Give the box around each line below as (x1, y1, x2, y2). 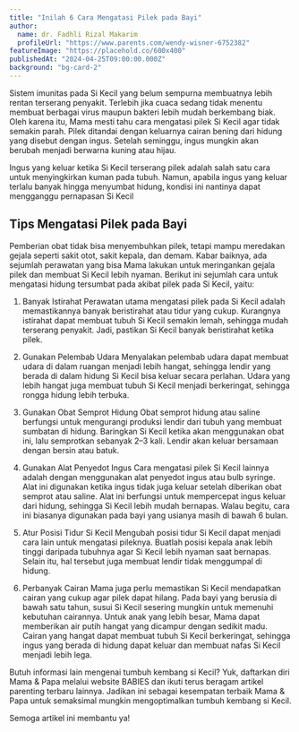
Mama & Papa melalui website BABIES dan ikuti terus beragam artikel (9, 676, 264, 686)
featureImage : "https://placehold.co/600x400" (9, 47, 186, 56)
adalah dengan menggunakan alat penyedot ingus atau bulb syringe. (21, 471, 276, 482)
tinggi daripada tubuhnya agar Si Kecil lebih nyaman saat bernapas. (21, 546, 271, 556)
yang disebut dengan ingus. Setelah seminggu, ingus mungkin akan (9, 135, 260, 146)
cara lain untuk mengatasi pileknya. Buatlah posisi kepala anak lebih (21, 537, 273, 547)
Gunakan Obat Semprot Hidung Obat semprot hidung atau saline (21, 407, 261, 418)
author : (9, 22, 38, 30)
